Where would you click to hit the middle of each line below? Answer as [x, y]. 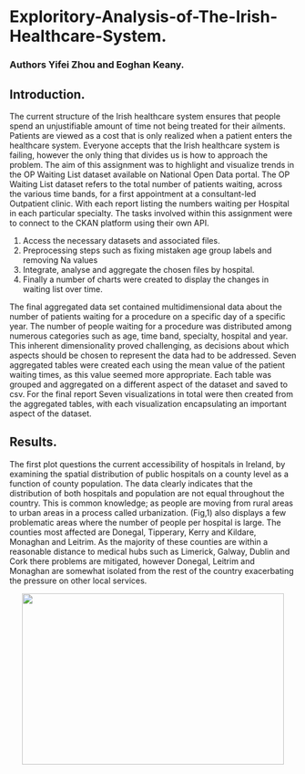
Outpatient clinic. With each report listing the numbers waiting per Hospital [149, 204]
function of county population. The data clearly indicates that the [131, 483]
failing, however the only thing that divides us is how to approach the [139, 155]
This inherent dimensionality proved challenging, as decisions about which [149, 345]
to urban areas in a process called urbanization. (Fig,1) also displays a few [148, 512]
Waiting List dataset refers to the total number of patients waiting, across [146, 183]
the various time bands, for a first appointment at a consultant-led [133, 193]
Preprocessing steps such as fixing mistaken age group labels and [147, 250]
